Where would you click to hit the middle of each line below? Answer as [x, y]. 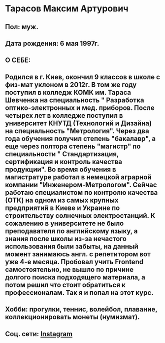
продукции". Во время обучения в [61, 169]
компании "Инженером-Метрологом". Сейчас [81, 185]
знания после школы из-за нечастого [66, 239]
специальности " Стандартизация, [62, 154]
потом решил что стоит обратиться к [65, 285]
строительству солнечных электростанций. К [80, 216]
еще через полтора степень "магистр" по [73, 146]
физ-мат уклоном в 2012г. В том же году [71, 85]
